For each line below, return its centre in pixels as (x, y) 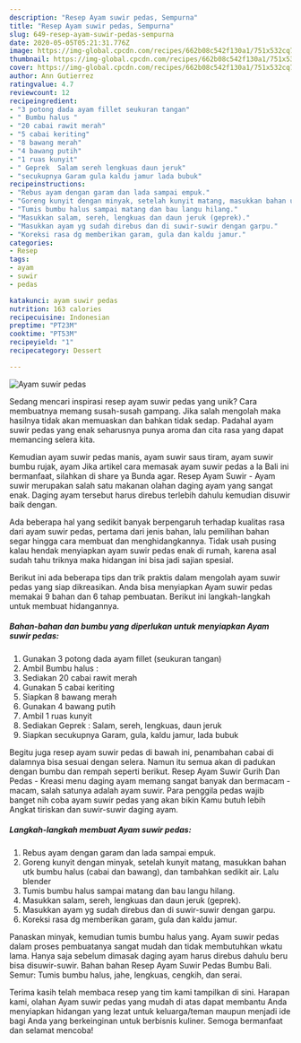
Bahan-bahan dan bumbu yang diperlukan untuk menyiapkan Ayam (139, 626)
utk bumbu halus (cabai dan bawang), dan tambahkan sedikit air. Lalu (150, 872)
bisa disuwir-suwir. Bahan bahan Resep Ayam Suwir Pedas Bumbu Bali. (140, 965)
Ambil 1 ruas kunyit (57, 716)
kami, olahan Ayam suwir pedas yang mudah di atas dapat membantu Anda (148, 1002)
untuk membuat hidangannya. (64, 605)
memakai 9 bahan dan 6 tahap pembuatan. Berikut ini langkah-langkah (140, 596)
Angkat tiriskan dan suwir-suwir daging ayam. (94, 809)
